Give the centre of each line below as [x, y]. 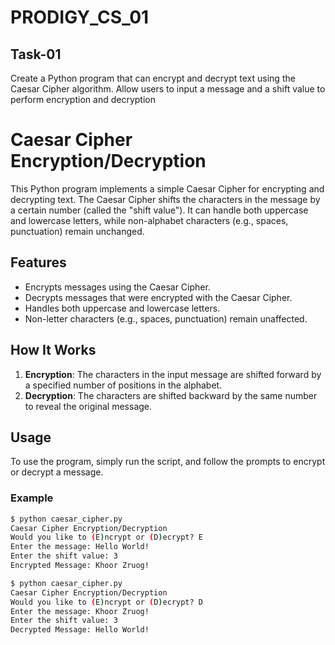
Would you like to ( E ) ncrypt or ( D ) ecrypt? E [106, 537]
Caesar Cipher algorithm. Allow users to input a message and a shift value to [168, 89]
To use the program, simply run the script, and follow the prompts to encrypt [168, 462]
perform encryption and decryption [83, 99]
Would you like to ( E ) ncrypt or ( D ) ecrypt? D [106, 602]
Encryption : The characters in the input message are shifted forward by [173, 374]
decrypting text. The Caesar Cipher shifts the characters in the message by [165, 199]
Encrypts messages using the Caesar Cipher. [117, 287]
